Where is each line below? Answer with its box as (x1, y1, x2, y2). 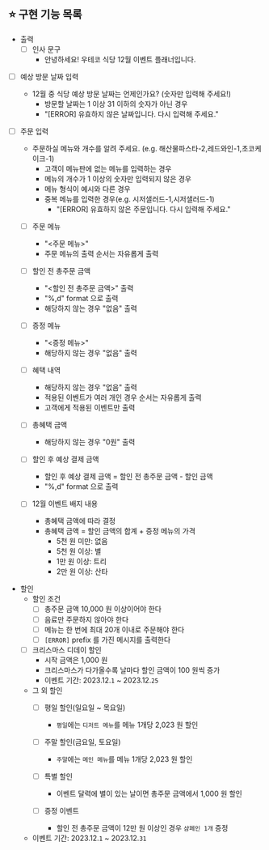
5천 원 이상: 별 (56, 546, 102, 556)
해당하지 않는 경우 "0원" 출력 (44, 437, 136, 447)
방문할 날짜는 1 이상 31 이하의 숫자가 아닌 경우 (44, 99, 188, 108)
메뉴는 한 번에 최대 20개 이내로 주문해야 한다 (44, 624, 185, 634)
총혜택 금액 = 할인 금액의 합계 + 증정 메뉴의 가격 (44, 526, 196, 536)
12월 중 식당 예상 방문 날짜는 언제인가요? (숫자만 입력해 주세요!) (32, 88, 232, 99)
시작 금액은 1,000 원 (44, 655, 108, 665)
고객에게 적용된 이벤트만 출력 (44, 403, 136, 413)
